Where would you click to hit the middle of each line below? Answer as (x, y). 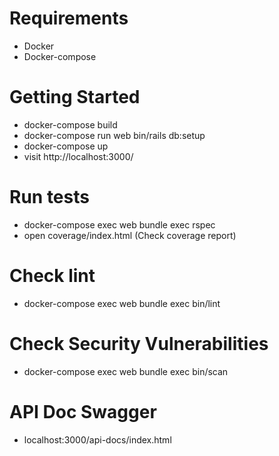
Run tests (49, 197)
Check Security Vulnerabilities (139, 343)
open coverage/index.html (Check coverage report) (130, 235)
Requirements (69, 18)
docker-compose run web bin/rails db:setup (114, 135)
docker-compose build (70, 124)
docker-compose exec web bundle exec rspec (119, 224)
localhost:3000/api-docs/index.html (97, 439)
